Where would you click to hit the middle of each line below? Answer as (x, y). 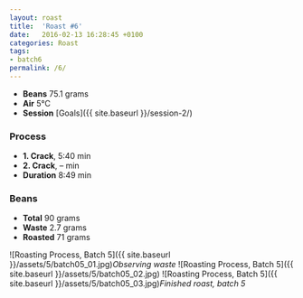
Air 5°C (37, 103)
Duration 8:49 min (57, 175)
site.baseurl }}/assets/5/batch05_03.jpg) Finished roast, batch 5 (128, 284)
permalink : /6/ (38, 69)
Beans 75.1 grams (55, 93)
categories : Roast (44, 43)
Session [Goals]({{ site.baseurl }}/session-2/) (107, 113)
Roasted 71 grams (56, 237)
